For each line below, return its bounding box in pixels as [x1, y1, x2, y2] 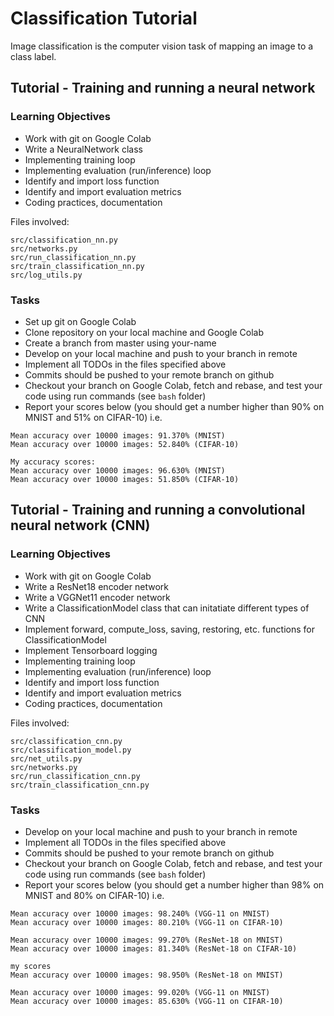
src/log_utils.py [10, 270, 83, 280]
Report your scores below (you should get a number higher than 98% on [24, 878, 325, 891]
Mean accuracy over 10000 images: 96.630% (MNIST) [10, 465, 226, 476]
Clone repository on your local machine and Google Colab [24, 326, 265, 338]
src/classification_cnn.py [10, 736, 123, 746]
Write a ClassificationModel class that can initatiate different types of [24, 602, 310, 614]
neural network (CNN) [10, 517, 151, 534]
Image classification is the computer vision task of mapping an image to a [10, 40, 314, 52]
